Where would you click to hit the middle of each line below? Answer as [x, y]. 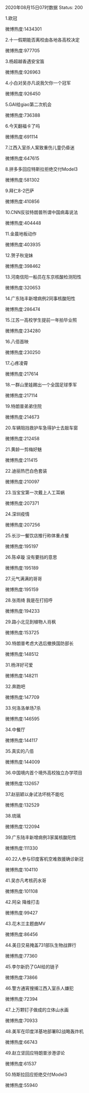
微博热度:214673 [22, 417]
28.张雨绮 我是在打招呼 [29, 600]
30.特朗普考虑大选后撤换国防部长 [39, 643]
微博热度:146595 [22, 719]
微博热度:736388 [23, 115]
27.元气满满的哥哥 [24, 579]
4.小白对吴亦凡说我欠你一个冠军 [38, 83]
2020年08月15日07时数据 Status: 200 [44, 7]
